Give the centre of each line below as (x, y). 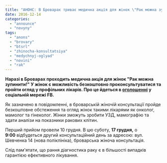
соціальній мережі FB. (30, 95)
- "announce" (23, 24)
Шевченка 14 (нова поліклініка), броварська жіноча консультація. (75, 140)
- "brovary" (22, 42)
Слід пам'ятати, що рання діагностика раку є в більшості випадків (76, 150)
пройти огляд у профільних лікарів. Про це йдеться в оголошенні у (78, 90)
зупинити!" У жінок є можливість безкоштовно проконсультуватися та (83, 84)
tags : (11, 33)
